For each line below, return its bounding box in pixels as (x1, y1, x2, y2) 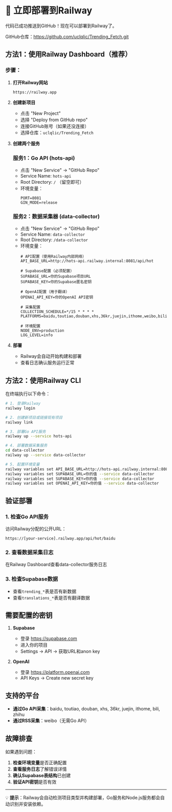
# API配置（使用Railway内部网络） (20, 254, 87, 259)
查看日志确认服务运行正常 (20, 360, 75, 366)
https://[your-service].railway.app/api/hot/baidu (5, 536, 116, 541)
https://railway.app (12, 89, 57, 95)
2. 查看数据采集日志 (5, 549, 54, 556)
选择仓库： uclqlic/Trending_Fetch (20, 129, 94, 136)
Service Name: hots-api (20, 172, 72, 179)
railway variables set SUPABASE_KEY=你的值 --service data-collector (5, 476, 155, 481)
